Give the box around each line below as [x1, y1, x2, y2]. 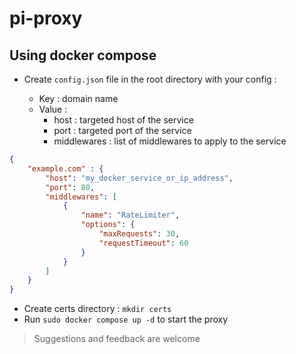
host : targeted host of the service [53, 114, 194, 126]
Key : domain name [38, 93, 119, 104]
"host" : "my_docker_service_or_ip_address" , [45, 173, 234, 183]
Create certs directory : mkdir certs [23, 303, 172, 315]
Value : [38, 103, 68, 115]
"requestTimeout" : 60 [98, 238, 189, 248]
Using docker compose [9, 47, 157, 64]
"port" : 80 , [45, 182, 96, 192]
